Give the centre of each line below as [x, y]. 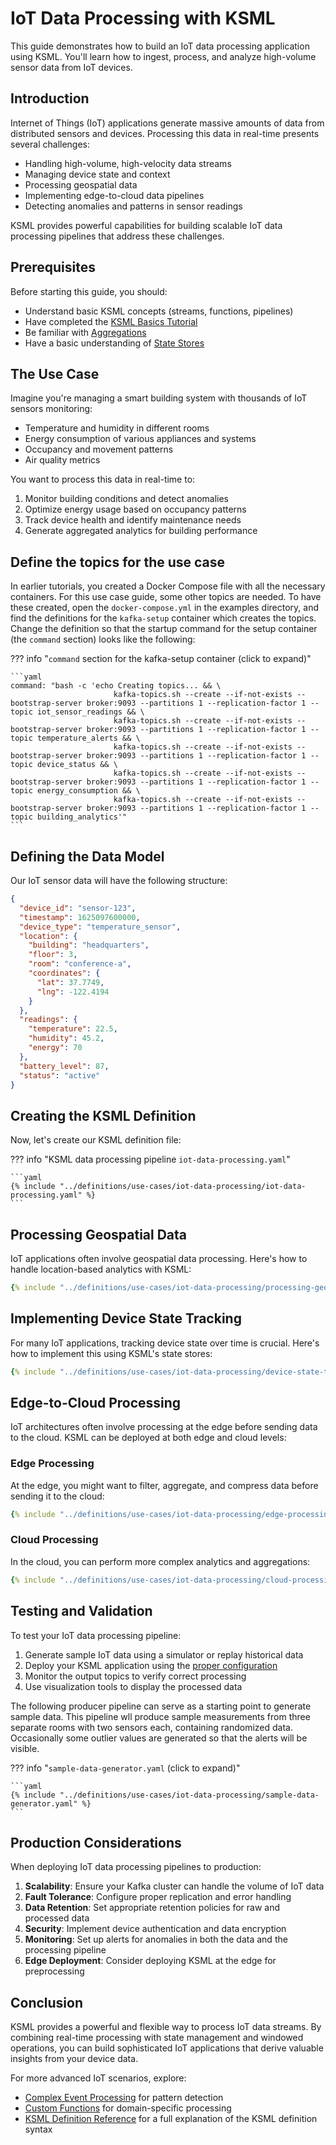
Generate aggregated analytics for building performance [141, 531]
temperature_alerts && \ [88, 738]
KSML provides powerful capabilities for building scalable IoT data [146, 225]
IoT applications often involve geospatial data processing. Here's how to [159, 1258]
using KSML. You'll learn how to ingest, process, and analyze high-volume [163, 56]
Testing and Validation [81, 1611]
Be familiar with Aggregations [85, 332]
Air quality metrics [62, 460]
